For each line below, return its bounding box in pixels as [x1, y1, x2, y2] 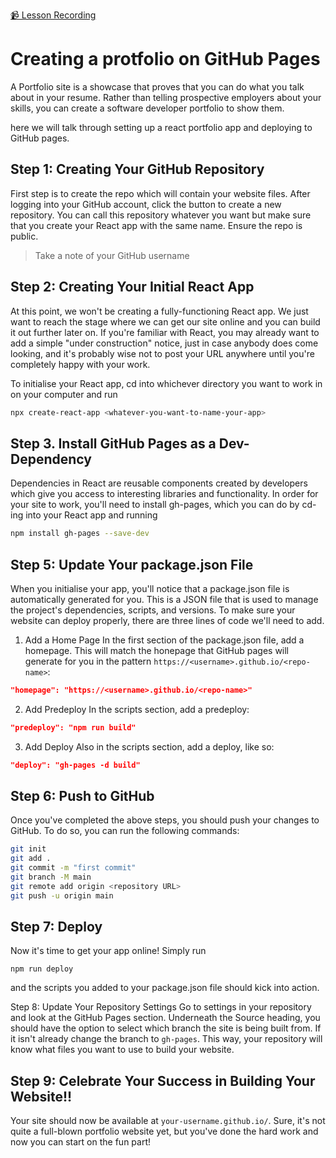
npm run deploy [10, 964, 74, 974]
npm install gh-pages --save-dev [10, 529, 150, 539]
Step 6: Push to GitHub [10, 787, 155, 804]
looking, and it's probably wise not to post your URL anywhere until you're [10, 347, 315, 359]
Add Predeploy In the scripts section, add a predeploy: [24, 703, 250, 715]
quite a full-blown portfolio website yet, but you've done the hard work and [10, 1125, 319, 1138]
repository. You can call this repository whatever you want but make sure [10, 209, 312, 221]
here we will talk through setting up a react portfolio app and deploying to [10, 121, 313, 133]
